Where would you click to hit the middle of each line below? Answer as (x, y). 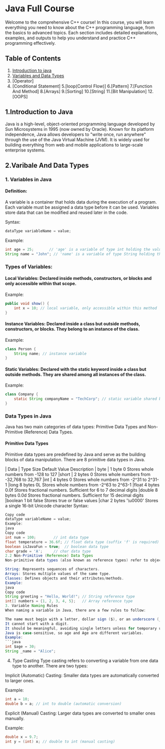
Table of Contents (33, 59)
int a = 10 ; (17, 699)
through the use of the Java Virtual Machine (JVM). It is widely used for (77, 139)
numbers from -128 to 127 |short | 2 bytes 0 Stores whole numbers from (78, 474)
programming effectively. (30, 43)
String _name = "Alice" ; (30, 651)
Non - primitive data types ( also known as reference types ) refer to (77, 560)
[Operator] (23, 81)
